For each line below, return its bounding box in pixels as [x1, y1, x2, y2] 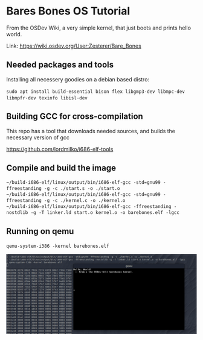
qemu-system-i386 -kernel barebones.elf [6, 243, 110, 250]
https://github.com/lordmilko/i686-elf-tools [6, 145, 114, 153]
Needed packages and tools [6, 60, 114, 70]
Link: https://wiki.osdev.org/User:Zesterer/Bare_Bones [6, 42, 142, 49]
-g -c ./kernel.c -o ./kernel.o [44, 198, 126, 204]
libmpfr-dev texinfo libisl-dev [6, 95, 88, 101]
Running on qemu [6, 226, 74, 236]
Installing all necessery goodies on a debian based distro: [6, 75, 150, 83]
